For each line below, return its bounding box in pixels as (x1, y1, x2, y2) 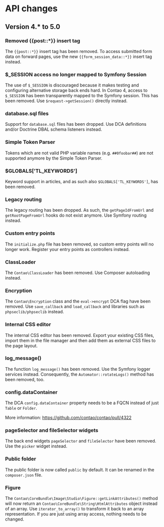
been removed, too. (5, 376, 45, 382)
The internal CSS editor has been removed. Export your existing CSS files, (5, 332, 154, 338)
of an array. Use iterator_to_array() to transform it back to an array (5, 506, 144, 512)
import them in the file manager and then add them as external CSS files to (5, 337, 156, 343)
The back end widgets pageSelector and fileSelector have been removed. (5, 438, 157, 444)
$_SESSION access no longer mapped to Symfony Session (5, 71, 147, 78)
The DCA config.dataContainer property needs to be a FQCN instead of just (5, 400, 159, 406)
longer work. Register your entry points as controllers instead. (5, 246, 130, 252)
